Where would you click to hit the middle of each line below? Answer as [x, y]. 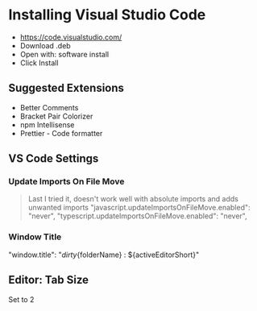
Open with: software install [64, 54]
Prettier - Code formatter [61, 133]
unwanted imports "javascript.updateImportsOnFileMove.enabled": [139, 208]
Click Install [39, 63]
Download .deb [45, 45]
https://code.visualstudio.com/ [71, 37]
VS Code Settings [54, 159]
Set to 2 [21, 299]
